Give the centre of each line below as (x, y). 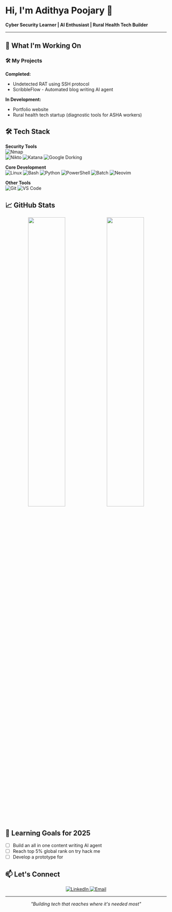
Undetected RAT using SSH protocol (51, 84)
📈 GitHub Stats (30, 205)
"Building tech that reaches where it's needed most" (86, 904)
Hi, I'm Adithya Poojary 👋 (59, 11)
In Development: (23, 99)
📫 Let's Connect (33, 874)
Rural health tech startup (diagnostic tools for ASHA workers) (77, 115)
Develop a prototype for (38, 857)
